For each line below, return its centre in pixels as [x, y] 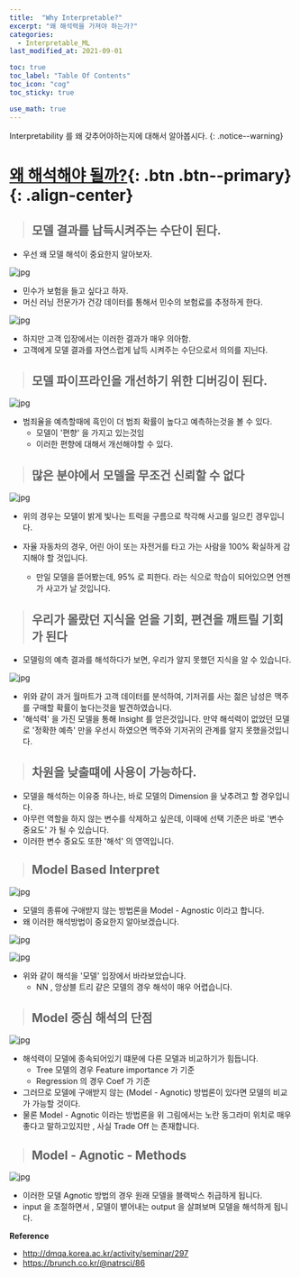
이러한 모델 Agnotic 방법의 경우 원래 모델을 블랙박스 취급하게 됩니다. [142, 1196]
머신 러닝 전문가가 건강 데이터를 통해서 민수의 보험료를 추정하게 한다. [142, 302]
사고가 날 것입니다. [78, 588]
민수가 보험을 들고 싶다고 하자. [75, 290]
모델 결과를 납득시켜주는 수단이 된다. [126, 231]
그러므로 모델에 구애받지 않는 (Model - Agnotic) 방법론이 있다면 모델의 [147, 1092]
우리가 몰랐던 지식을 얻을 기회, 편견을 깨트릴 [145, 620]
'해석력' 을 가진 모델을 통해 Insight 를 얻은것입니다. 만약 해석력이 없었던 [147, 718]
